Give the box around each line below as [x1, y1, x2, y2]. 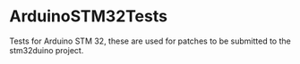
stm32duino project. [9, 44, 84, 55]
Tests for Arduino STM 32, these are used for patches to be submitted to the [9, 36, 291, 46]
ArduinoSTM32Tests [9, 6, 168, 27]
